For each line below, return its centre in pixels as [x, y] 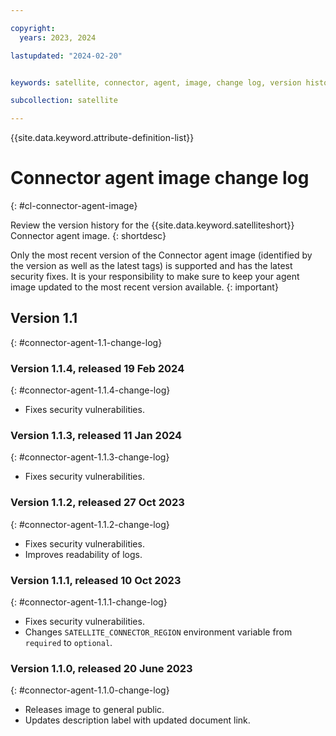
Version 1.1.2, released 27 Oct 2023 [97, 503]
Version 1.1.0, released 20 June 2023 [101, 668]
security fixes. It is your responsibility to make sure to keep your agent [155, 277]
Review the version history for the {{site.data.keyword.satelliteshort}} [152, 225]
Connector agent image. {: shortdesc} [88, 236]
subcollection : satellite [64, 101]
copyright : [33, 28]
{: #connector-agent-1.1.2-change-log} [90, 524]
